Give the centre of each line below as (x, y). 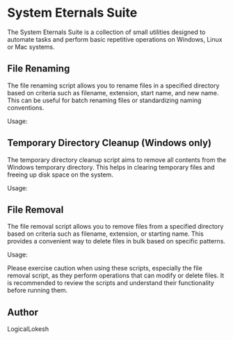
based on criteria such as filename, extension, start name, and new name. (113, 92)
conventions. (26, 107)
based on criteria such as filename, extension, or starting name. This (105, 234)
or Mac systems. (31, 47)
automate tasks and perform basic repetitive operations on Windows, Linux (115, 39)
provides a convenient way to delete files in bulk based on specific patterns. (116, 241)
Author (23, 312)
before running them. (38, 291)
